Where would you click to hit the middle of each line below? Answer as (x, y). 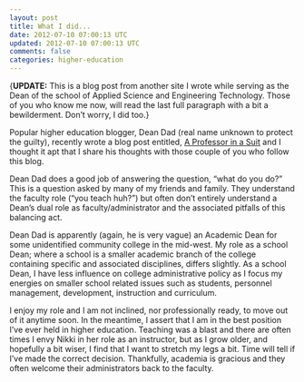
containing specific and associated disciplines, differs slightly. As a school (148, 264)
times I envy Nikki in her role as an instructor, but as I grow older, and (138, 339)
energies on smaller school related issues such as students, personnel (141, 283)
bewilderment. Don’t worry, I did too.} (79, 115)
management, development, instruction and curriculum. (113, 293)
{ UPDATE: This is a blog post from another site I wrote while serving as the (149, 86)
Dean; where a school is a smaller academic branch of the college (133, 254)
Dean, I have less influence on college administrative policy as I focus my (146, 274)
